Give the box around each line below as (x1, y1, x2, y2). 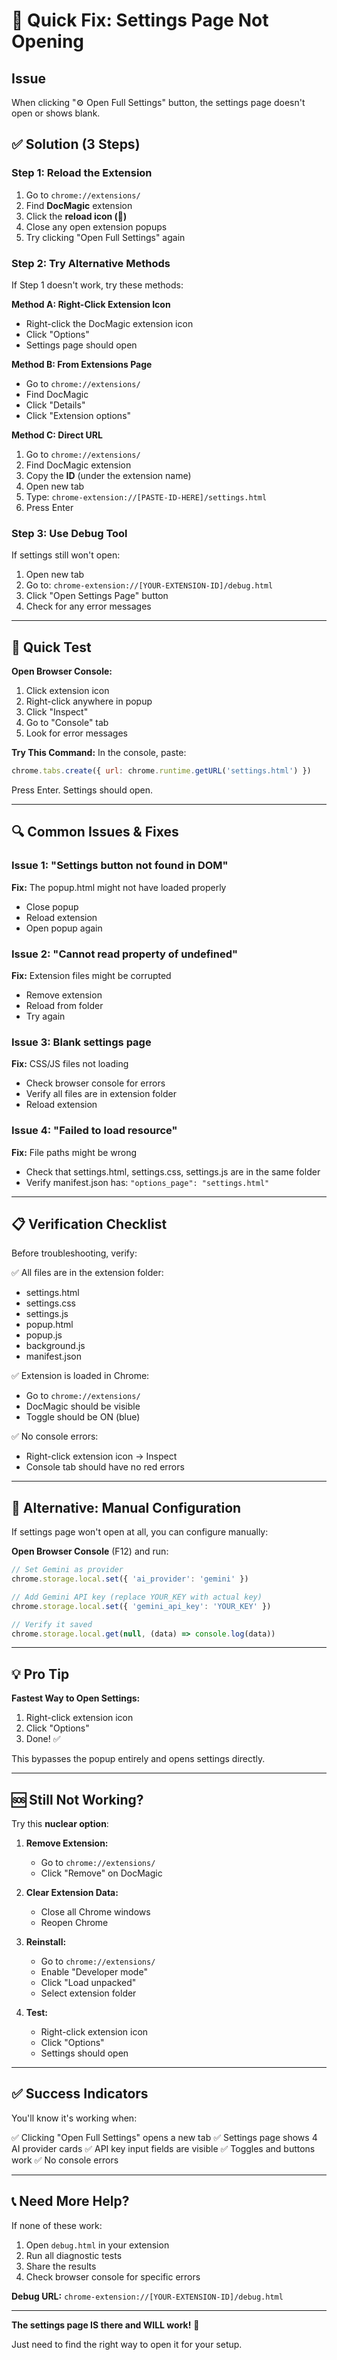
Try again (25, 1010, 66, 1022)
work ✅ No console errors (11, 2154, 119, 2166)
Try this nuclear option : (11, 1818, 109, 1830)
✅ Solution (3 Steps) (11, 136, 141, 153)
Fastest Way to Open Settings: (11, 1692, 141, 1704)
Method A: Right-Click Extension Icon (11, 298, 171, 310)
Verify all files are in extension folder (25, 1088, 177, 1100)
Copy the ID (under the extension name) (25, 469, 192, 481)
